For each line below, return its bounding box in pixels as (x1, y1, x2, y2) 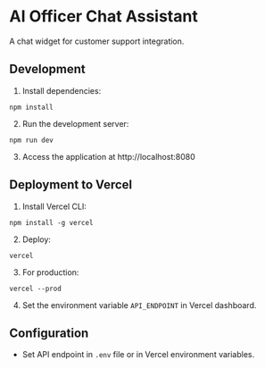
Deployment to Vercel (9, 177, 132, 193)
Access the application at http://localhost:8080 (21, 151, 195, 162)
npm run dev (9, 136, 54, 145)
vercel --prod (9, 284, 62, 293)
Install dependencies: (21, 85, 102, 96)
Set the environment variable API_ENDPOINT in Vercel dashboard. (21, 299, 257, 310)
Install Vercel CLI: (21, 201, 87, 212)
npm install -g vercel (9, 218, 94, 227)
